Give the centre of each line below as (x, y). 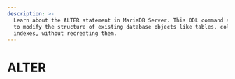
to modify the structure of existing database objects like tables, (115, 27)
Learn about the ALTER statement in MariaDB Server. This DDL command (119, 20)
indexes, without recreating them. (65, 33)
